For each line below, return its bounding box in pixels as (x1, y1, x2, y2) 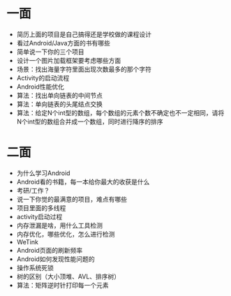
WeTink (16, 237, 39, 246)
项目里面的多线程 (16, 203, 66, 212)
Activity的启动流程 (16, 73, 70, 82)
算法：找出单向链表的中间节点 (16, 91, 103, 99)
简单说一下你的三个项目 (16, 47, 84, 56)
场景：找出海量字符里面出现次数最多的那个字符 (16, 65, 151, 73)
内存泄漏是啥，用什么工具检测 (16, 221, 103, 230)
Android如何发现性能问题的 (16, 255, 95, 263)
